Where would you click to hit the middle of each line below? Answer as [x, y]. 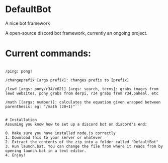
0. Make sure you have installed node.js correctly [60, 133]
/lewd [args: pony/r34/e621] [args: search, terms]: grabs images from [82, 89]
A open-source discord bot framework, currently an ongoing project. [76, 33]
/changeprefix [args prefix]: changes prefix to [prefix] [67, 80]
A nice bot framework [28, 23]
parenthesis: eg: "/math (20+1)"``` [44, 106]
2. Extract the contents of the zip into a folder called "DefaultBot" [82, 142]
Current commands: [48, 53]
